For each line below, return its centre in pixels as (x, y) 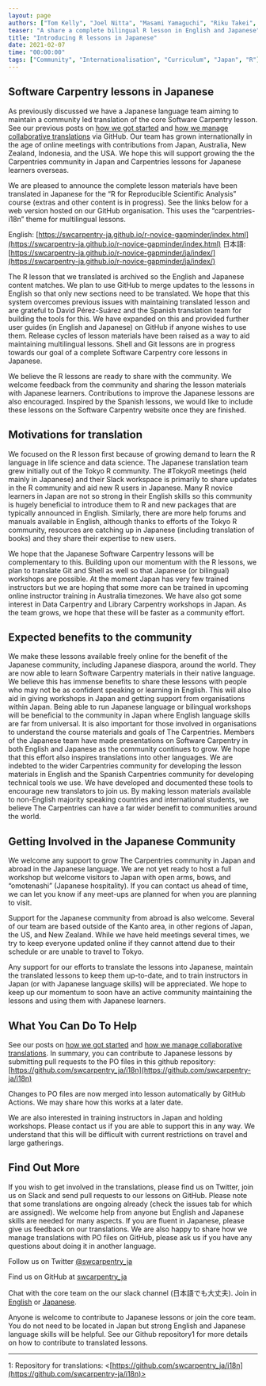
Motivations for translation (75, 435)
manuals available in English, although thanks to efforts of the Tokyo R (123, 521)
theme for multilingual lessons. (76, 219)
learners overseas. (39, 170)
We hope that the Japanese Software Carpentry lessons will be (111, 553)
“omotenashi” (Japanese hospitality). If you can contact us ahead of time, (128, 886)
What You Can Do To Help (72, 1026)
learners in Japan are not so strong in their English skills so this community (130, 496)
